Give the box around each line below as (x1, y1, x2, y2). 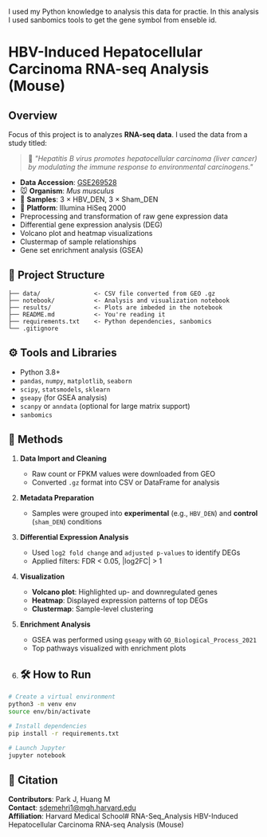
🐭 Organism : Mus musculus (19, 187, 115, 195)
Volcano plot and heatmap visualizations (19, 229, 153, 238)
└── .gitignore (8, 324, 59, 332)
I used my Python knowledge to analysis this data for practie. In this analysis (8, 7, 259, 16)
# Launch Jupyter (8, 744, 66, 752)
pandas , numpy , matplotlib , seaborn (19, 375, 133, 385)
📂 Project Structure (8, 269, 105, 282)
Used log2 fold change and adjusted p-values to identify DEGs (31, 548, 241, 557)
